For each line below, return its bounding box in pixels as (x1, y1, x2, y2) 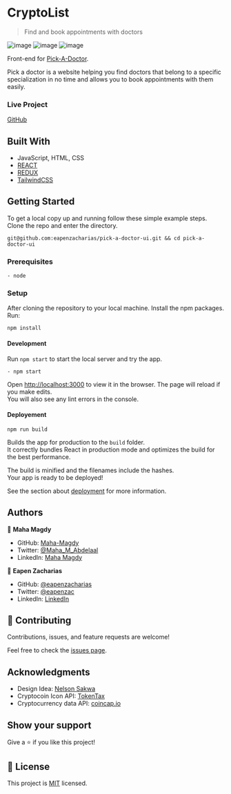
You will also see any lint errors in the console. (7, 395, 139, 403)
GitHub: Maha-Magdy (17, 539, 79, 547)
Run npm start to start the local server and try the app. (7, 354, 163, 363)
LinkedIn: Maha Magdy (17, 553, 83, 561)
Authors (7, 507, 43, 519)
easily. (7, 82, 26, 90)
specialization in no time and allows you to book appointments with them (7, 75, 214, 84)
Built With (7, 135, 50, 147)
